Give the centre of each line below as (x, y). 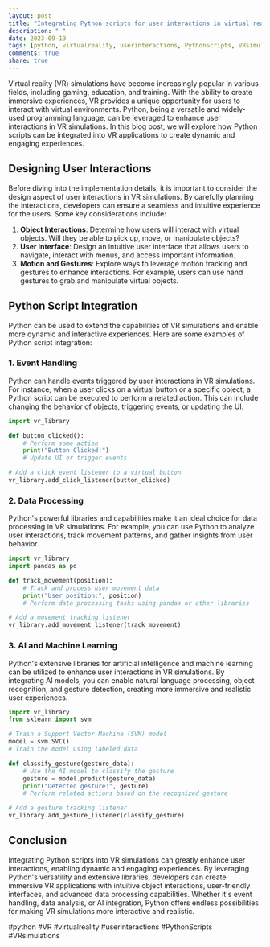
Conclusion (38, 840)
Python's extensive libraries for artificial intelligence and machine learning (131, 663)
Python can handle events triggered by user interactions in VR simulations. (132, 381)
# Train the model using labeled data (73, 749)
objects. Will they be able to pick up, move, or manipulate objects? (130, 237)
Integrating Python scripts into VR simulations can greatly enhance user (127, 860)
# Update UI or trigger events (75, 458)
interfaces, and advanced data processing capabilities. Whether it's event (131, 894)
